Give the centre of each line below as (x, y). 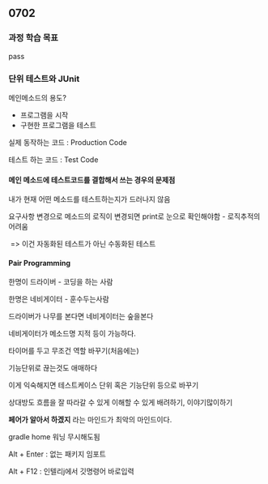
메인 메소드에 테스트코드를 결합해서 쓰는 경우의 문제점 (92, 180)
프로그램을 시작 (44, 115)
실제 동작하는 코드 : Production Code (68, 142)
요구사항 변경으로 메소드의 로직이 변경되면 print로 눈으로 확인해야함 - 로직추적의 (134, 216)
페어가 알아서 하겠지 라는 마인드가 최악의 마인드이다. (90, 420)
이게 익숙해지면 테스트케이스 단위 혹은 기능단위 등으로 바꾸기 (104, 385)
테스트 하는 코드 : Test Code (53, 159)
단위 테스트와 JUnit (44, 79)
